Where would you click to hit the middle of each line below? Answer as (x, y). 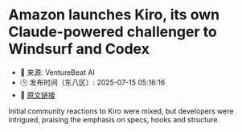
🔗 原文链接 (37, 95)
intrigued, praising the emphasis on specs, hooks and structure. (114, 119)
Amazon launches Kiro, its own (114, 15)
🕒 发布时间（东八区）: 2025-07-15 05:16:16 (92, 82)
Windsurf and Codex (79, 49)
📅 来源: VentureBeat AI (57, 72)
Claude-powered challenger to (113, 32)
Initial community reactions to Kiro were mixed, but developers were (121, 111)
